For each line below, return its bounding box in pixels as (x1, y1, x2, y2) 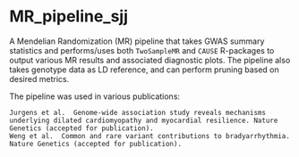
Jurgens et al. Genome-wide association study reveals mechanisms (9, 108, 267, 117)
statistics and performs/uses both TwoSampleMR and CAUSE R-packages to (9, 45, 275, 55)
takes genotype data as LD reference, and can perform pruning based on (9, 64, 279, 75)
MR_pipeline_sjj (9, 6, 128, 27)
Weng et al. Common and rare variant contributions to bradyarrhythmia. (9, 131, 291, 140)
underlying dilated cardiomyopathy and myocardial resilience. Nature (9, 116, 278, 125)
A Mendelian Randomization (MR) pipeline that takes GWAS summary (9, 36, 265, 46)
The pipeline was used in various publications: (9, 91, 181, 102)
